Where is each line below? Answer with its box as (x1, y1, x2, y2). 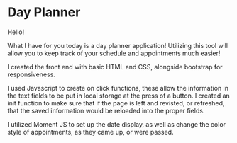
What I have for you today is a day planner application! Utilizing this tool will (7, 41, 228, 50)
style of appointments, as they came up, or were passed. (7, 127, 174, 136)
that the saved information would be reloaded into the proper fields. (7, 106, 205, 115)
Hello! (7, 28, 25, 36)
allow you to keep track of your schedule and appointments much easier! (7, 49, 221, 57)
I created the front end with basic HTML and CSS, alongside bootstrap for (7, 62, 223, 71)
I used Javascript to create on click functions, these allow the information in (7, 84, 229, 92)
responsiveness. (7, 70, 55, 79)
